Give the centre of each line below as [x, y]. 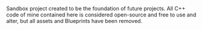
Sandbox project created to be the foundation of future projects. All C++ [96, 9]
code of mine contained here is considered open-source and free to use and [101, 15]
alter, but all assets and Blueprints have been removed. [74, 21]
